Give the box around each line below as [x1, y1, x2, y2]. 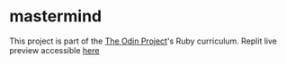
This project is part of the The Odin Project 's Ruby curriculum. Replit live [9, 36, 277, 46]
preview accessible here [9, 44, 100, 55]
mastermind [9, 6, 102, 27]
